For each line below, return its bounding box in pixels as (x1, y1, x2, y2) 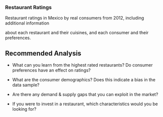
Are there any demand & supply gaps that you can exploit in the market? (12, 92, 159, 97)
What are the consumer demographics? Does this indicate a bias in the (12, 77, 156, 83)
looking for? (12, 106, 37, 112)
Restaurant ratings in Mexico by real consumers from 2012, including (5, 15, 144, 21)
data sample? (12, 82, 40, 88)
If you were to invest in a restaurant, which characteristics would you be (12, 101, 158, 107)
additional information (5, 20, 50, 26)
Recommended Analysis (5, 49, 81, 57)
